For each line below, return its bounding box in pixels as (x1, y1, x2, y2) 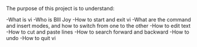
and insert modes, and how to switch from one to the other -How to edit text (6, 23, 191, 29)
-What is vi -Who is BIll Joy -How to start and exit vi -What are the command (6, 16, 191, 23)
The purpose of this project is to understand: (6, 5, 115, 12)
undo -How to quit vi (6, 35, 56, 41)
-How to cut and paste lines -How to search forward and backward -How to (6, 28, 189, 35)
